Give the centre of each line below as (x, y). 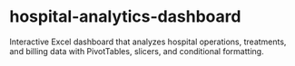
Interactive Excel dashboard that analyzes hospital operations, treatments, (148, 42)
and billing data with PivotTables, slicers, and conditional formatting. (137, 51)
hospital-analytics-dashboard (125, 17)
